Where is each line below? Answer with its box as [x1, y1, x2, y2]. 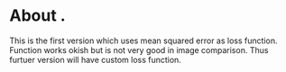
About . [9, 5, 66, 26]
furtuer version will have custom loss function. [9, 54, 182, 65]
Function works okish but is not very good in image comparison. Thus [9, 44, 269, 55]
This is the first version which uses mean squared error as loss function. [9, 35, 278, 46]
